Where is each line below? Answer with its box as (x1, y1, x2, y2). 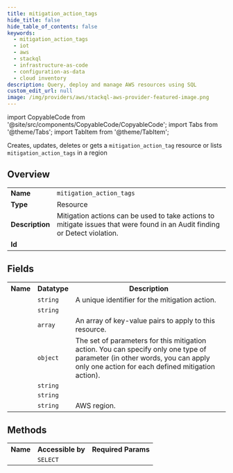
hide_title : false (7, 17, 60, 24)
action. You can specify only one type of (75, 344, 207, 354)
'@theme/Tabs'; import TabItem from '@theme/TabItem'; (7, 128, 169, 136)
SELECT (37, 456, 59, 464)
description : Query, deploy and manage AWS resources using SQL (7, 81, 197, 88)
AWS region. (75, 400, 116, 410)
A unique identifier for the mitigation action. (75, 295, 216, 304)
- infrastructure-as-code (13, 62, 89, 69)
